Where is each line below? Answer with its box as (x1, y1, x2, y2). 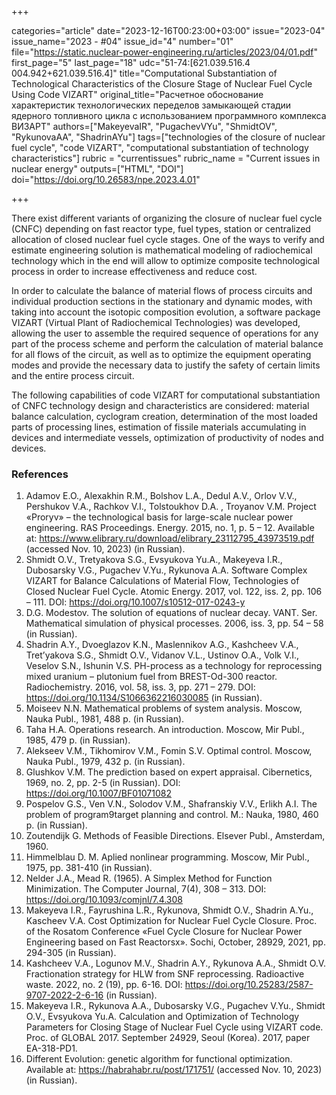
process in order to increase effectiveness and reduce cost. (11, 266, 258, 277)
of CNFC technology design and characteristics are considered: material (11, 400, 310, 411)
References (11, 467, 69, 481)
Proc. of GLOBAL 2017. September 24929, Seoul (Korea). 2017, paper (25, 1032, 311, 1044)
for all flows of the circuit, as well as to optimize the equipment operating (11, 349, 312, 360)
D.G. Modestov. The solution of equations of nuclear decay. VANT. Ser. (25, 607, 318, 619)
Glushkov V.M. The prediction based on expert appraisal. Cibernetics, (25, 766, 313, 778)
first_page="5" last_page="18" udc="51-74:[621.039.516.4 (11, 57, 251, 68)
